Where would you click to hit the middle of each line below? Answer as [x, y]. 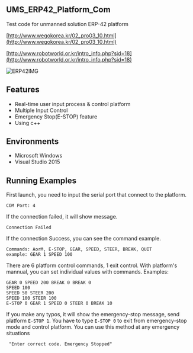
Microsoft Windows [38, 156]
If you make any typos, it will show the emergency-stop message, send [93, 315]
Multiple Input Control [41, 110]
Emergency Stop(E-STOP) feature [56, 116]
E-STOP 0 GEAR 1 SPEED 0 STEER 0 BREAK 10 [59, 304]
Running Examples [41, 180]
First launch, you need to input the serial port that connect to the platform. [96, 195]
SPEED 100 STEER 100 [32, 299]
